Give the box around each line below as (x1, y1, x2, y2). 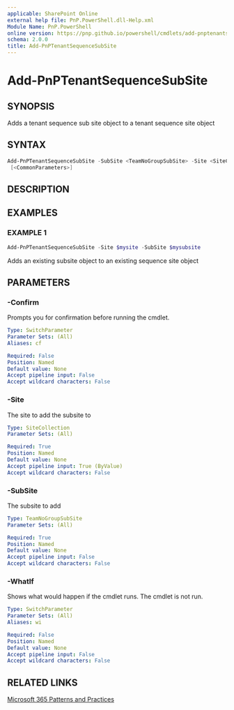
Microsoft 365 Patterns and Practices (7, 695, 115, 704)
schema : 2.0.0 (7, 36, 49, 43)
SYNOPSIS (7, 100, 55, 112)
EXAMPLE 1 (7, 228, 47, 238)
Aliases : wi (7, 619, 42, 626)
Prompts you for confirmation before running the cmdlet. (7, 313, 170, 322)
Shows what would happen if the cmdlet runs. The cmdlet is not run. (7, 592, 203, 601)
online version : (7, 29, 54, 37)
